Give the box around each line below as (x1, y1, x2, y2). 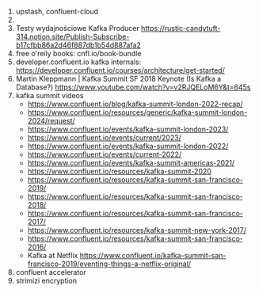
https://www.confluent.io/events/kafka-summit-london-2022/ (27, 142, 229, 150)
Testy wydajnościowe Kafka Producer (15, 24, 140, 32)
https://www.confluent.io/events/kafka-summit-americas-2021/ (27, 158, 235, 167)
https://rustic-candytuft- (141, 24, 221, 32)
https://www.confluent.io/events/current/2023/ (27, 133, 182, 142)
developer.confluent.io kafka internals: (15, 57, 142, 67)
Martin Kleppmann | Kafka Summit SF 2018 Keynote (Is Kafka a (15, 74, 222, 83)
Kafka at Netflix (27, 251, 78, 260)
